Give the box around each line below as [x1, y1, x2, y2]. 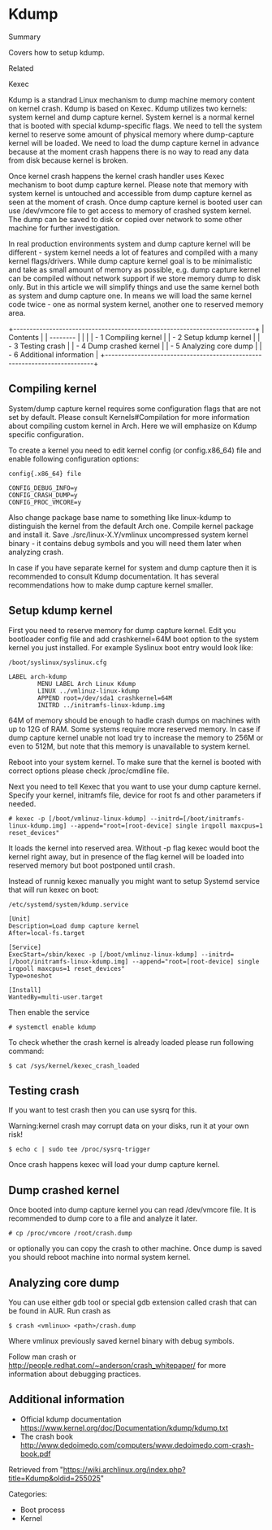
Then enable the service [8, 1007, 90, 1017]
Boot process [19, 1505, 66, 1515]
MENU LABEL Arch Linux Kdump [37, 680, 136, 688]
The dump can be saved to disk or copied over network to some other [8, 214, 243, 224]
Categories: [8, 1488, 48, 1498]
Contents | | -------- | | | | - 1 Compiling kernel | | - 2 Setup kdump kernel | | [8, 332, 261, 342]
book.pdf [19, 1449, 51, 1458]
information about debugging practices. [8, 1369, 141, 1379]
